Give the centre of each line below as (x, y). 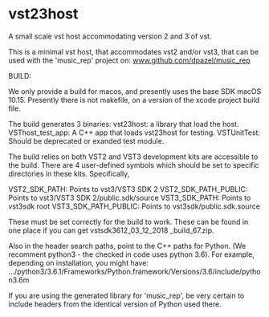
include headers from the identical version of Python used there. (115, 304)
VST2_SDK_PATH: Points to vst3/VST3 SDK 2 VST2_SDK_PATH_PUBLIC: (128, 189)
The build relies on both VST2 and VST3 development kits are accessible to (133, 156)
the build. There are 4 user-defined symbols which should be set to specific (134, 165)
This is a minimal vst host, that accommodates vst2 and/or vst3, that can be (134, 51)
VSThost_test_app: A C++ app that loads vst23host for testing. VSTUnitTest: (134, 132)
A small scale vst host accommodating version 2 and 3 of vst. (110, 36)
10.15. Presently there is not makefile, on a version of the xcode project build (134, 100)
